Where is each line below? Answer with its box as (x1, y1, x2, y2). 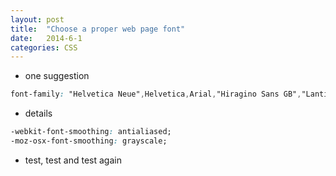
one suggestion (24, 70, 90, 82)
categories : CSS (10, 42, 78, 53)
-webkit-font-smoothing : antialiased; (10, 127, 172, 137)
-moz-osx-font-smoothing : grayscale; (10, 136, 168, 146)
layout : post (10, 14, 65, 25)
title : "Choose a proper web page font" (10, 24, 186, 34)
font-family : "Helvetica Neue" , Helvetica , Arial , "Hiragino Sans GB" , (10, 89, 302, 100)
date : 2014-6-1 (10, 33, 83, 43)
